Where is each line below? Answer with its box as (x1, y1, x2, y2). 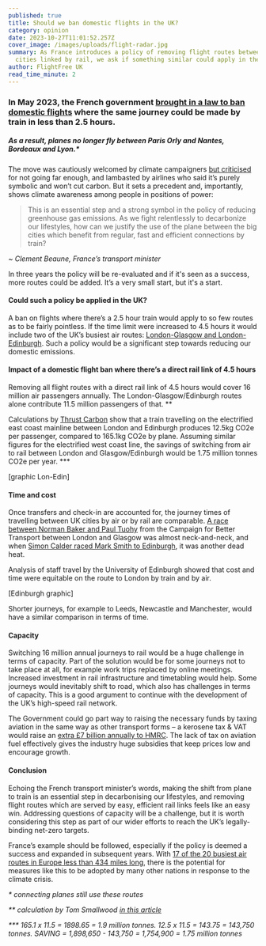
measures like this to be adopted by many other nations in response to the (8, 865, 250, 875)
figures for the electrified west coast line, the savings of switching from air (8, 440, 251, 449)
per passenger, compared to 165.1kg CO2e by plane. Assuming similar (8, 431, 236, 441)
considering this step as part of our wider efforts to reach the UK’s (8, 816, 224, 827)
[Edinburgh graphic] (8, 588, 74, 598)
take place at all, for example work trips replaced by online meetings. (8, 665, 234, 675)
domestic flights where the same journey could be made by (8, 106, 241, 117)
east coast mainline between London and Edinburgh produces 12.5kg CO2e (8, 422, 255, 432)
